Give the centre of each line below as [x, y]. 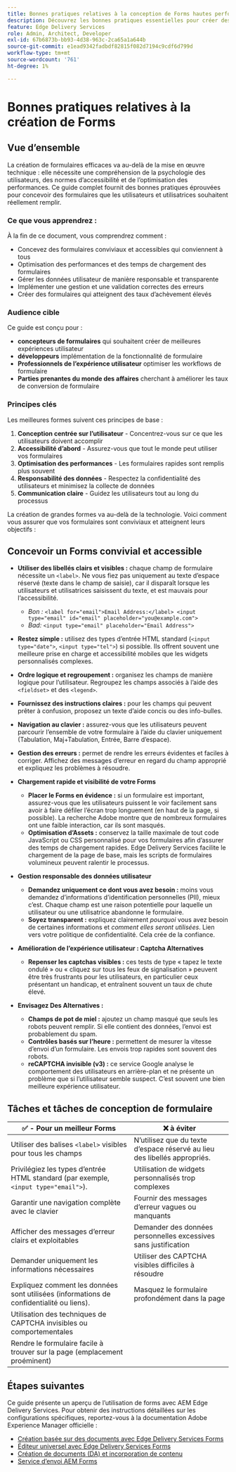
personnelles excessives [175, 1236]
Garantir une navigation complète [66, 1203]
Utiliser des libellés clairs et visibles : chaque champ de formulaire [115, 568]
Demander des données [173, 1227]
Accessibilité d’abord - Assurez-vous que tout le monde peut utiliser [117, 448]
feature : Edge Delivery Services [56, 27]
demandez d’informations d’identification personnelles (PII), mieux [124, 897]
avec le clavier [34, 1212]
